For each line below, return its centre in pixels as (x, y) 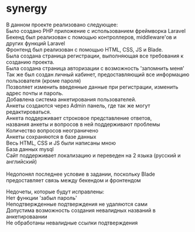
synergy (27, 8)
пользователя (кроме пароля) (44, 80)
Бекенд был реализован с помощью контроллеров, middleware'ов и (91, 37)
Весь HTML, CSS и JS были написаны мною (61, 143)
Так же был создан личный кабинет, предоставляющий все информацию (98, 74)
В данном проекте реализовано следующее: (62, 25)
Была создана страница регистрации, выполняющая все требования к (95, 56)
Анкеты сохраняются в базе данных (51, 137)
